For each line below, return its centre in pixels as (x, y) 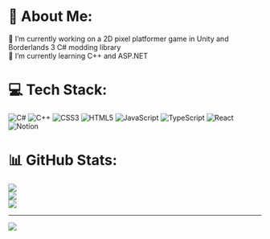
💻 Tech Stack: (58, 90)
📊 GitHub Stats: (63, 161)
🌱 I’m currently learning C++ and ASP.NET (78, 56)
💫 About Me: (51, 16)
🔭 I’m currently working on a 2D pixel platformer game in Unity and (119, 39)
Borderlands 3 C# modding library (65, 47)
